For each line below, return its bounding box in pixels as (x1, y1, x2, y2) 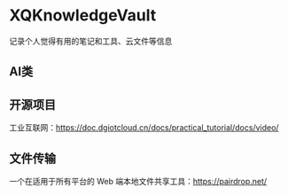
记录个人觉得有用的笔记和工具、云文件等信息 (9, 35, 173, 46)
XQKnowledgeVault (9, 5, 157, 26)
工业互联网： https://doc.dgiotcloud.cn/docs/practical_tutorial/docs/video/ (9, 122, 279, 133)
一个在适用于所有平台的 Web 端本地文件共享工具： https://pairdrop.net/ (9, 175, 268, 186)
